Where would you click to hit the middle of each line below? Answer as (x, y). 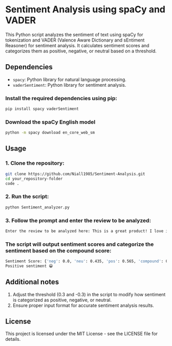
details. (13, 339)
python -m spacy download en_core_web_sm (50, 133)
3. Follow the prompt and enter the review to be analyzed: (78, 220)
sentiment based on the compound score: (58, 251)
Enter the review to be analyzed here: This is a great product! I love (84, 231)
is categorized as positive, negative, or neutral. (62, 300)
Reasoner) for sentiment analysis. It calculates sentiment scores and (77, 45)
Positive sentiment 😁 (29, 266)
